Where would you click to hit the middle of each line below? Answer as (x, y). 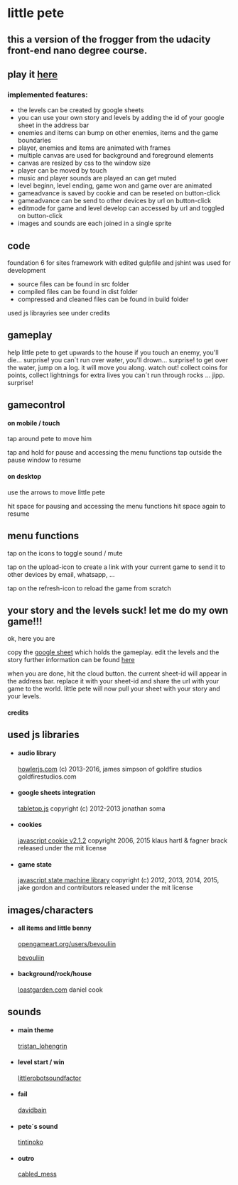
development (27, 271)
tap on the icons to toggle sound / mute (65, 553)
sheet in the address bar (53, 125)
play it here (33, 74)
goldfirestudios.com (47, 777)
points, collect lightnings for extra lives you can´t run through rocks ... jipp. (116, 375)
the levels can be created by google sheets (81, 110)
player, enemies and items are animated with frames (94, 148)
